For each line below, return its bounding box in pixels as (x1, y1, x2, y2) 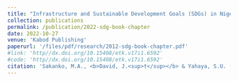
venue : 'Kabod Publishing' (7, 37, 87, 44)
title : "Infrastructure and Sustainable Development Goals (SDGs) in (7, 10, 217, 18)
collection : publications (7, 17, 84, 24)
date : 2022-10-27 (7, 30, 59, 37)
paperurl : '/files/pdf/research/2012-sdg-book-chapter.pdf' (7, 43, 189, 50)
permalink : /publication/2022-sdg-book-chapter (7, 23, 151, 30)
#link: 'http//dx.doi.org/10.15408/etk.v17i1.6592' (7, 50, 163, 57)
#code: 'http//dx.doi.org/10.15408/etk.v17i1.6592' (7, 56, 163, 63)
